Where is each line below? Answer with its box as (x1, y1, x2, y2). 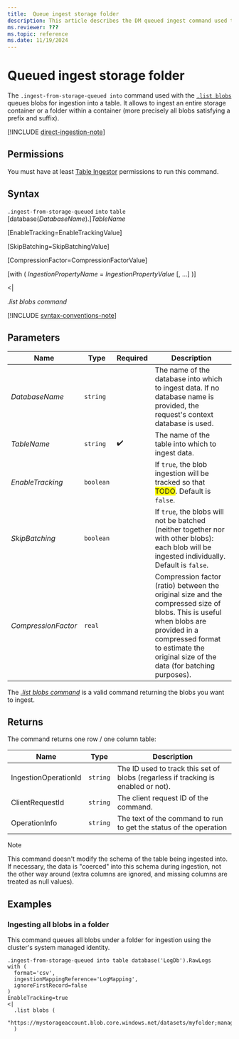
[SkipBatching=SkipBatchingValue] (7, 242, 110, 250)
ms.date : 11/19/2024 (7, 37, 69, 44)
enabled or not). (117, 782, 171, 792)
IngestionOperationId (11, 772, 82, 782)
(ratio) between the (154, 580, 220, 590)
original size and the (154, 589, 223, 599)
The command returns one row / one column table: (7, 735, 156, 743)
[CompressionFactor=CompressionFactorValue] (7, 256, 148, 264)
